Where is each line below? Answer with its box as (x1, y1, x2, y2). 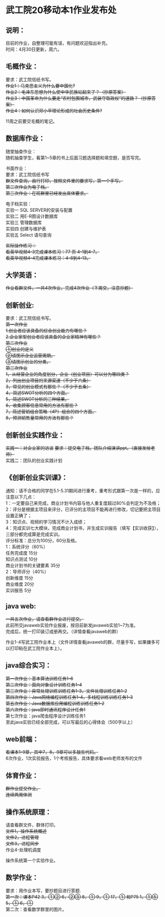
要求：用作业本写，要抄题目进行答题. (5, 888, 82, 894)
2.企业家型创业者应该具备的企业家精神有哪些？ (5, 334, 101, 340)
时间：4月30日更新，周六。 (5, 46, 62, 52)
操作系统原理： (5, 808, 52, 816)
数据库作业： (5, 134, 45, 143)
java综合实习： (5, 661, 52, 670)
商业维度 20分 (5, 581, 34, 587)
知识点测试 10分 (5, 556, 38, 562)
